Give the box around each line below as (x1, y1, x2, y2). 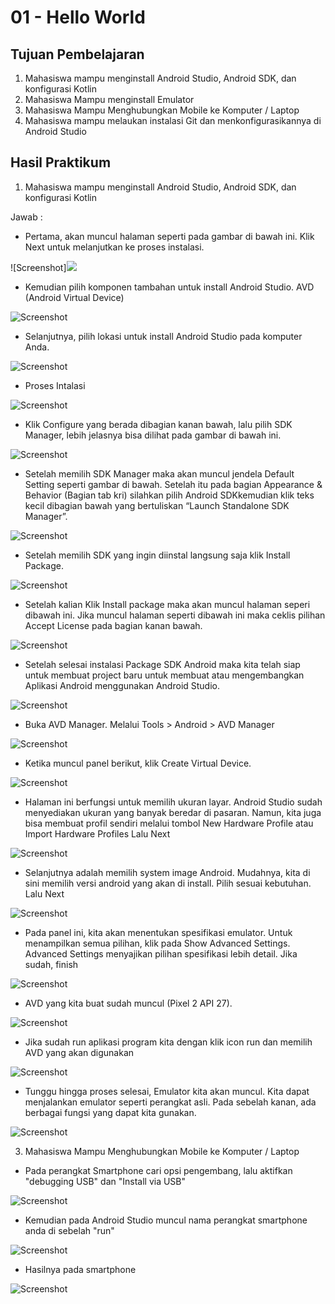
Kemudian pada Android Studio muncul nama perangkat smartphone (24, 1214, 308, 1226)
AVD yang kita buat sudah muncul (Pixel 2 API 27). (24, 997, 233, 1009)
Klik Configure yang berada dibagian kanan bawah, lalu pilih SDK (24, 418, 293, 430)
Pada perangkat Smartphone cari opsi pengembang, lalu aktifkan (24, 1164, 293, 1176)
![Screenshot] (10, 261, 67, 273)
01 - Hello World (10, 6, 146, 29)
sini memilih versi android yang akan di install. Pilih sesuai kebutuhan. (24, 877, 312, 889)
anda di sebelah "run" (24, 1224, 115, 1236)
